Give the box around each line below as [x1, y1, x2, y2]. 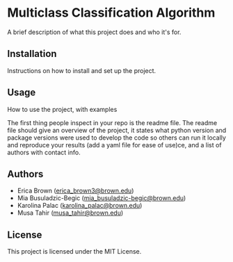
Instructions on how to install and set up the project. [7, 66, 156, 74]
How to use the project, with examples [7, 105, 118, 113]
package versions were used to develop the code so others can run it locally [7, 133, 226, 142]
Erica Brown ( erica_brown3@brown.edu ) [17, 186, 134, 195]
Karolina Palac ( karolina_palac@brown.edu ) [17, 202, 143, 210]
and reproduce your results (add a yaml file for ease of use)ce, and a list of [7, 140, 222, 149]
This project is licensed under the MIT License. [7, 247, 142, 256]
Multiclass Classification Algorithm [7, 5, 216, 21]
